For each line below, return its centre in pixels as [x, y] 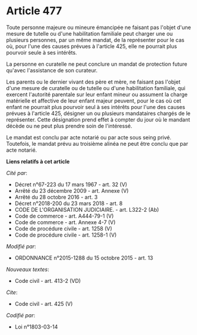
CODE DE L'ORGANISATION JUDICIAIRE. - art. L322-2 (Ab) [87, 209]
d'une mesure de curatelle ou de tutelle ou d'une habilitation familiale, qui [96, 88]
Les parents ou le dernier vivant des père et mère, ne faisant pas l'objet [93, 82]
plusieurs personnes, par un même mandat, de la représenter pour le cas [96, 40]
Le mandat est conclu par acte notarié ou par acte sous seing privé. [89, 137]
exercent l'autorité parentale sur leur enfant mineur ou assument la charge [97, 94]
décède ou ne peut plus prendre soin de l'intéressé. [69, 126]
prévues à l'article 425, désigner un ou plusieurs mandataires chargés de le [99, 113]
